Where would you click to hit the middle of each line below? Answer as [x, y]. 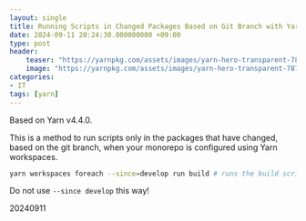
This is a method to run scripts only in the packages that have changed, [144, 137]
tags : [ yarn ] [34, 94]
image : [38, 69]
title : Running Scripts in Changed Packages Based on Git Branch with [146, 26]
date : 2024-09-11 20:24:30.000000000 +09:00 [95, 35]
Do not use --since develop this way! [80, 191]
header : [24, 52]
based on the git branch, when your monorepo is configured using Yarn [143, 147]
